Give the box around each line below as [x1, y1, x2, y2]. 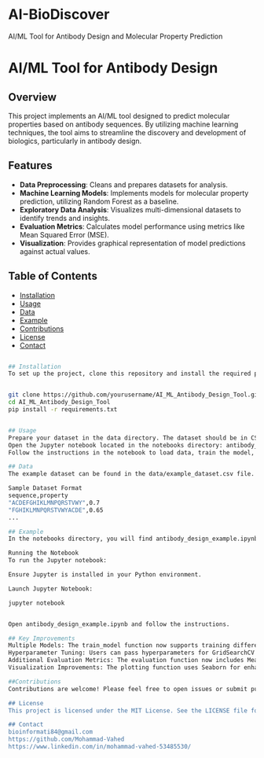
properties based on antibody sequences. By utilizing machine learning [8, 120, 239, 129]
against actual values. [19, 246, 90, 256]
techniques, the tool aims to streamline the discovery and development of [8, 127, 247, 137]
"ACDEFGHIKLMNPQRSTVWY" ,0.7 [8, 499, 101, 506]
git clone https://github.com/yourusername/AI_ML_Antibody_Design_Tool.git [8, 391, 262, 399]
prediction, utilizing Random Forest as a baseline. [19, 197, 179, 206]
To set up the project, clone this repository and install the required [8, 370, 251, 378]
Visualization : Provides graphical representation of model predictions [19, 238, 246, 248]
